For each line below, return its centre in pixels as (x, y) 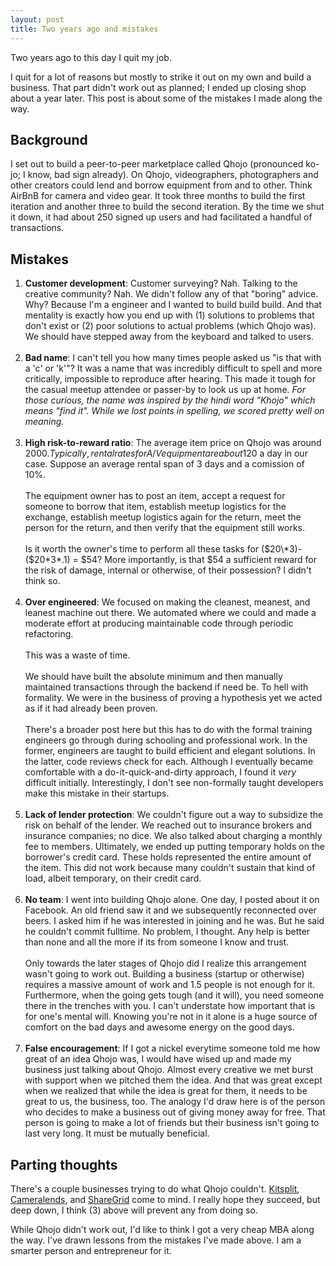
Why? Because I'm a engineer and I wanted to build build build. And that (173, 305)
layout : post (37, 19)
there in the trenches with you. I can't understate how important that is (170, 1006)
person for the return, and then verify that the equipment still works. (164, 528)
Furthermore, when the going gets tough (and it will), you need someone (174, 995)
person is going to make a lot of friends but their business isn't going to (172, 1123)
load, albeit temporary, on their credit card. (113, 878)
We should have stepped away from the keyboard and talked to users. (169, 337)
